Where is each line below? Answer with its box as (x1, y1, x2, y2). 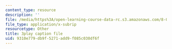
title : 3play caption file (5, 31, 63, 36)
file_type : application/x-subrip (5, 21, 77, 27)
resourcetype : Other (5, 27, 50, 32)
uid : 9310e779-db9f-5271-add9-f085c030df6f (5, 36, 100, 41)
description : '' (5, 12, 40, 17)
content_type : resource (5, 7, 56, 13)
